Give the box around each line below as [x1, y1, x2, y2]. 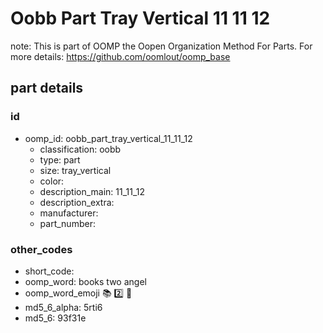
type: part [39, 153, 81, 166]
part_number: [39, 217, 96, 229]
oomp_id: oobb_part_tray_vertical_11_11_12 [24, 132, 193, 144]
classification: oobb [39, 143, 122, 155]
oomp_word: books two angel [24, 275, 147, 287]
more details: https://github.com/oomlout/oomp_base [10, 50, 231, 62]
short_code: [24, 265, 75, 277]
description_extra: [39, 196, 115, 208]
